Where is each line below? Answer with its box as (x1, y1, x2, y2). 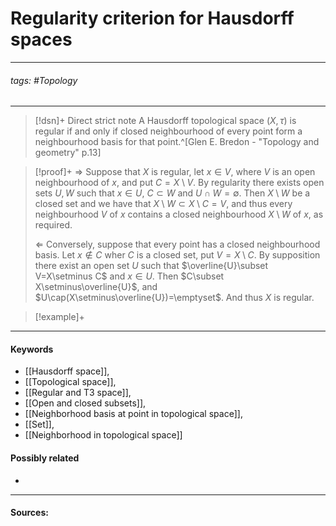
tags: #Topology (10, 74, 78, 86)
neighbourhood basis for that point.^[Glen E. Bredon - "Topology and (34, 136, 320, 148)
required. (34, 219, 73, 231)
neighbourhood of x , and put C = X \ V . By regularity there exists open (34, 177, 325, 189)
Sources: (10, 507, 49, 519)
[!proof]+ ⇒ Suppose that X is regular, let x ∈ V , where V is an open (34, 166, 316, 178)
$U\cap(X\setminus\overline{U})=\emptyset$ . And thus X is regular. (34, 292, 315, 304)
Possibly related (10, 452, 80, 464)
